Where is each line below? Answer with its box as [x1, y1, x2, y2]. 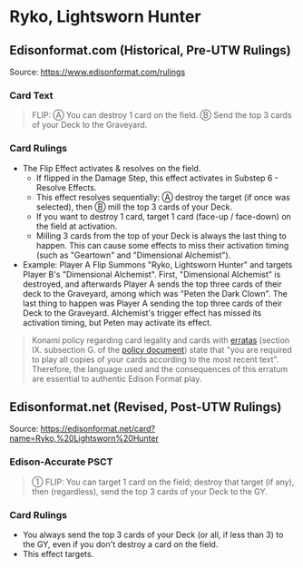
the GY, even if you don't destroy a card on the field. [22, 539, 219, 550]
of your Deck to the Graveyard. [31, 120, 148, 131]
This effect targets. [22, 549, 94, 559]
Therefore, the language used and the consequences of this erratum [31, 363, 288, 374]
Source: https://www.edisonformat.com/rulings [9, 66, 186, 77]
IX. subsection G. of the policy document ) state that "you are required [31, 344, 292, 355]
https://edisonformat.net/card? [40, 424, 156, 435]
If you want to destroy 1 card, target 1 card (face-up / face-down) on [35, 211, 292, 221]
